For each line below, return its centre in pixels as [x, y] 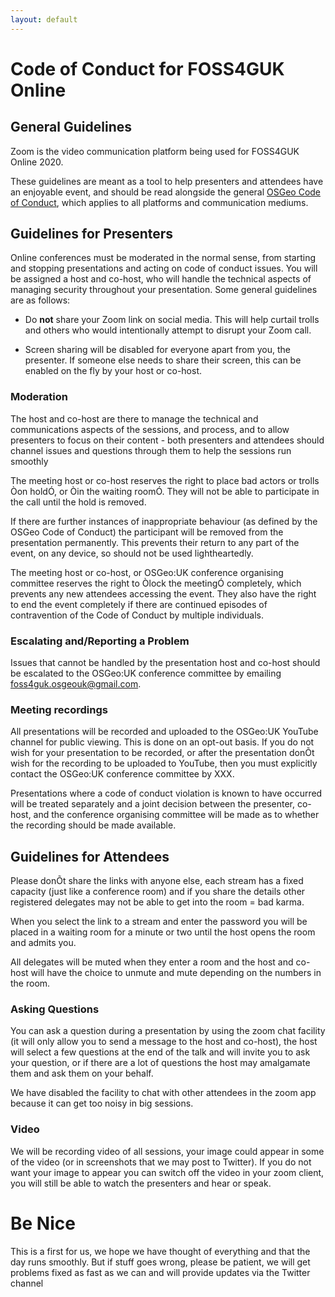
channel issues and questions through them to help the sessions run [151, 450]
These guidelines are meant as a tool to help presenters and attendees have [167, 181]
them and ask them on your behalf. [82, 1073]
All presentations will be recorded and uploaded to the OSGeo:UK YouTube [164, 732]
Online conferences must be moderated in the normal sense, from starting [163, 258]
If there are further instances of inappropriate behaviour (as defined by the [164, 521]
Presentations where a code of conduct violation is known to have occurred [166, 793]
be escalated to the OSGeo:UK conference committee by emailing [146, 673]
